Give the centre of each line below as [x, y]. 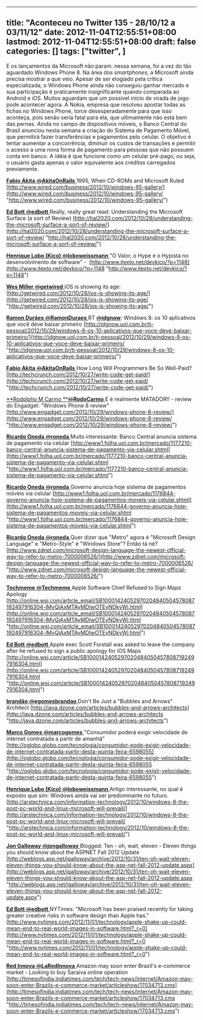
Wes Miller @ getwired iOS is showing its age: [64, 286]
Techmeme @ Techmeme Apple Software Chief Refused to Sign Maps [94, 588]
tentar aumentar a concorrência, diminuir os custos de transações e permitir [101, 143]
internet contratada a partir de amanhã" [56, 738]
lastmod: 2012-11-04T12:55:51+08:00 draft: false [101, 42]
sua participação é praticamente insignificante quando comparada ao [93, 91]
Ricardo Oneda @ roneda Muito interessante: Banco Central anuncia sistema [101, 436]
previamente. [23, 169]
